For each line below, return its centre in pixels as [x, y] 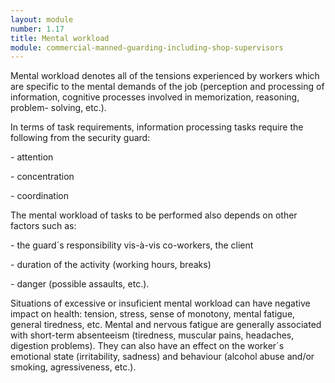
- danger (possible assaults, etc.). [80, 284]
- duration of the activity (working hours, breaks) [111, 265]
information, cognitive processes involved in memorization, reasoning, [155, 97]
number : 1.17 [37, 29]
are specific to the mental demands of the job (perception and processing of [167, 87]
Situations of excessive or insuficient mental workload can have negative [160, 303]
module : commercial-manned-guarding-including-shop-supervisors [147, 47]
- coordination [39, 196]
